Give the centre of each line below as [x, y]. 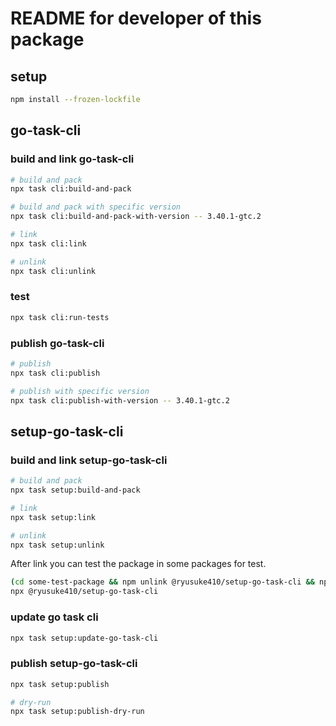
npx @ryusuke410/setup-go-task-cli [84, 592]
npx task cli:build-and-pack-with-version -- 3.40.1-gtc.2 [136, 217]
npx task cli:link [48, 243]
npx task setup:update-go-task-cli [84, 638]
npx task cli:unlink [53, 271]
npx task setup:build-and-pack [75, 490]
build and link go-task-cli [72, 159]
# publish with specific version [80, 391]
